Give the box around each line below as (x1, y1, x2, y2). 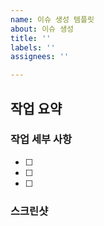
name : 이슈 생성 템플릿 (10, 14, 95, 25)
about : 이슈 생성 (10, 24, 75, 34)
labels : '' (10, 42, 56, 53)
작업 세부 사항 (10, 132, 73, 146)
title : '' (10, 33, 52, 43)
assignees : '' (10, 52, 70, 62)
